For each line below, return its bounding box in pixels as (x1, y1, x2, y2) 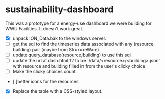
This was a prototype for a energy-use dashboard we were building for (5, 20, 152, 26)
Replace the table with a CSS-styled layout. (12, 88, 103, 94)
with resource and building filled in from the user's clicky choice (12, 63, 146, 69)
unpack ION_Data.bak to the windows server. (12, 35, 107, 41)
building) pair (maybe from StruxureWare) (12, 47, 99, 53)
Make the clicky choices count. (12, 69, 77, 75)
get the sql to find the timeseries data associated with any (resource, (12, 41, 155, 47)
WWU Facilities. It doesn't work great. (5, 25, 84, 31)
